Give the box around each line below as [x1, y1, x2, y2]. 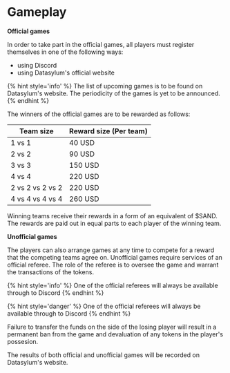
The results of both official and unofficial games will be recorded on [7, 350, 200, 359]
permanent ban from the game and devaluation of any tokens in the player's [7, 329, 223, 338]
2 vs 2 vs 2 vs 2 [10, 182, 63, 192]
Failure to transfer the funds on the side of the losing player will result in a [7, 323, 217, 331]
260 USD [68, 194, 99, 204]
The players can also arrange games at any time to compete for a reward [7, 246, 215, 254]
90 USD [68, 149, 95, 159]
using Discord [17, 61, 57, 69]
